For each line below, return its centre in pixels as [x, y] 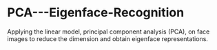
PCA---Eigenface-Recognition [96, 13]
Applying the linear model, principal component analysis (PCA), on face [108, 32]
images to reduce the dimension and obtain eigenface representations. [108, 38]
